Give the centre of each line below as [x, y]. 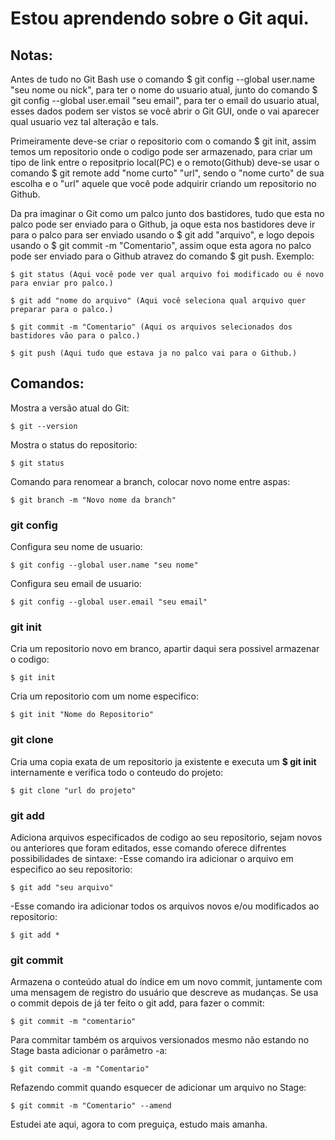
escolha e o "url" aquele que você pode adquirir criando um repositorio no [163, 183]
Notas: [31, 55]
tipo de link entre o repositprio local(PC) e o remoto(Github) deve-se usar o [165, 162]
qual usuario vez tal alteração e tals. [84, 121]
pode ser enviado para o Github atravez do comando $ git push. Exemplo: [162, 256]
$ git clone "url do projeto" [73, 790]
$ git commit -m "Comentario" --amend [91, 1106]
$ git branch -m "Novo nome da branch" [93, 500]
